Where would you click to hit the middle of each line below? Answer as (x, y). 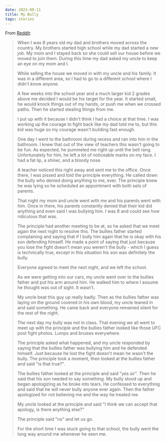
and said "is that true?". (41, 364)
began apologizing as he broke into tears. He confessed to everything (88, 384)
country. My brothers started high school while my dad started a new (88, 48)
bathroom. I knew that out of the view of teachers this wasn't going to (88, 145)
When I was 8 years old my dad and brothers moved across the (82, 43)
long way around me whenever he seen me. (62, 434)
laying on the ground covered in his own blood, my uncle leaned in (85, 302)
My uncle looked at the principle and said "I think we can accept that (87, 404)
